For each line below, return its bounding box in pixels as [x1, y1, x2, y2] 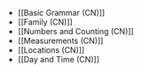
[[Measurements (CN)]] [17, 35, 104, 46]
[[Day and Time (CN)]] [17, 55, 100, 64]
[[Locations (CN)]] [17, 45, 85, 55]
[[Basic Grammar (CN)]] [17, 8, 106, 18]
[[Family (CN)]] [17, 17, 73, 27]
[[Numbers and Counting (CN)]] [17, 26, 135, 36]
